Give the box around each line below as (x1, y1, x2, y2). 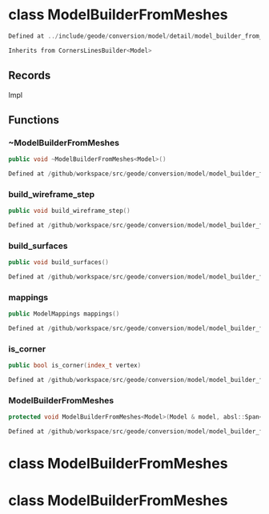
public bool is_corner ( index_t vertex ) (8, 362, 142, 370)
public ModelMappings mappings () (8, 310, 120, 318)
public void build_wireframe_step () (8, 207, 130, 215)
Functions (8, 113, 60, 126)
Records (8, 69, 51, 82)
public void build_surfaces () (8, 259, 110, 267)
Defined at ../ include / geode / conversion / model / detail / (8, 32, 195, 40)
